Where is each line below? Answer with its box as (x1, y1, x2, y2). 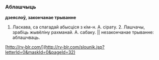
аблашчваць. (12, 34, 40, 40)
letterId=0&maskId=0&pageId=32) (5, 49, 76, 55)
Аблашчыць (5, 3, 36, 10)
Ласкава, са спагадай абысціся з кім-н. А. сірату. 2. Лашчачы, (12, 24, 145, 30)
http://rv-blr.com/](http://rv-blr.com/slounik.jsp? (6, 44, 105, 50)
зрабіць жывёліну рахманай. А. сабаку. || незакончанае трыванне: (12, 30, 154, 35)
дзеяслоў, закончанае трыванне (5, 15, 76, 21)
